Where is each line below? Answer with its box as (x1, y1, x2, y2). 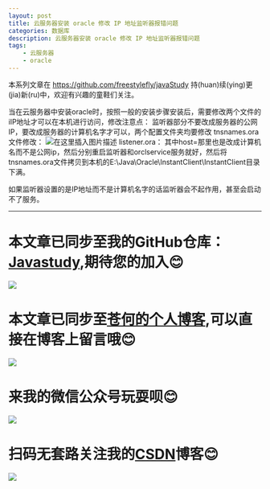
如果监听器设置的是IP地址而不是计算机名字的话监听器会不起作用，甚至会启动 (8, 184, 261, 194)
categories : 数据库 (8, 27, 70, 35)
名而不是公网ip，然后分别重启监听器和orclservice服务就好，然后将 (8, 146, 227, 157)
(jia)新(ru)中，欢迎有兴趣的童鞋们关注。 (8, 89, 139, 99)
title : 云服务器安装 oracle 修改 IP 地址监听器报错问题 (8, 19, 179, 27)
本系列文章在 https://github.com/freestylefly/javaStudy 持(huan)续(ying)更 (8, 80, 253, 89)
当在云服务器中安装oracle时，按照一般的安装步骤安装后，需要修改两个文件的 (8, 106, 262, 117)
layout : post (8, 11, 52, 20)
